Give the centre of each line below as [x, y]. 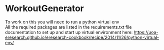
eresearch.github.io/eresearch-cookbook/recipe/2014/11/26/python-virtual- [82, 37]
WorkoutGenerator [44, 8]
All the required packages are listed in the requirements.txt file [68, 27]
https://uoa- [146, 32]
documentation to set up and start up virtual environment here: [69, 32]
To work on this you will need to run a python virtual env [62, 22]
